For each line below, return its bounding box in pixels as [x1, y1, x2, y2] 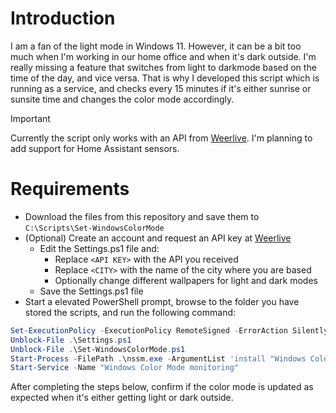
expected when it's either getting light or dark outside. [10, 392, 234, 404]
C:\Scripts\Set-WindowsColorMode [24, 223, 165, 233]
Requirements [10, 178, 130, 201]
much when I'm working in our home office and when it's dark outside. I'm [10, 50, 317, 62]
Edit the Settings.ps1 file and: [39, 242, 160, 254]
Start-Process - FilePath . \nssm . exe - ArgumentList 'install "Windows [10, 353, 307, 364]
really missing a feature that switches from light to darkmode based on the [10, 61, 317, 73]
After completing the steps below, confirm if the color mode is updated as [10, 381, 314, 393]
